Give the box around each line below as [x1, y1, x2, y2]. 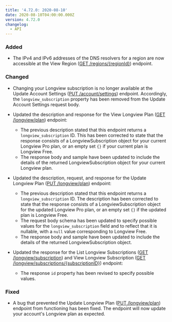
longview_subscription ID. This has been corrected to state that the [20, 132, 163, 138]
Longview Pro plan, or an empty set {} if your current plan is [20, 143, 148, 149]
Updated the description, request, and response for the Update [12, 175, 146, 181]
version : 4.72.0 [5, 17, 40, 22]
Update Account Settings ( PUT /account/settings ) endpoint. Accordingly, [12, 90, 167, 96]
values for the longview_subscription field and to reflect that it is [20, 223, 158, 229]
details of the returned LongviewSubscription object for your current [20, 159, 165, 166]
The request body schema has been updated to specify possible [20, 217, 157, 224]
